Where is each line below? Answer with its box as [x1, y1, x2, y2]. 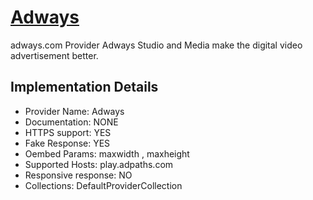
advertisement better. [10, 49, 99, 61]
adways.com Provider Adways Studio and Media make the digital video [10, 39, 303, 51]
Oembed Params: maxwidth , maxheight [24, 147, 190, 160]
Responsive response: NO [24, 169, 133, 181]
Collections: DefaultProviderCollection [24, 179, 183, 191]
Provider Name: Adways [24, 105, 125, 117]
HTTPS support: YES [24, 126, 112, 138]
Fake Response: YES [24, 137, 111, 149]
